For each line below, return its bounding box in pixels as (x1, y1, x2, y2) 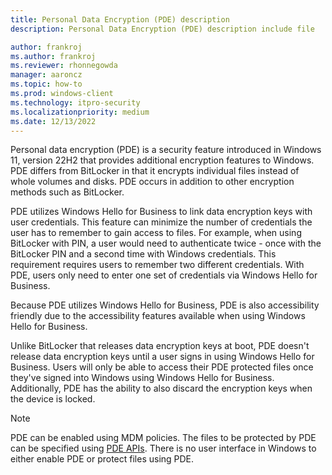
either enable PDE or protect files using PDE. (10, 453, 195, 465)
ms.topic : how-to (10, 79, 83, 90)
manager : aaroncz (10, 70, 83, 80)
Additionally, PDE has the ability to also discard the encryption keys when (10, 382, 313, 395)
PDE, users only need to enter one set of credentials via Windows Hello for (10, 269, 318, 281)
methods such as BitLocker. (10, 186, 125, 198)
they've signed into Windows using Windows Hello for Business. (10, 372, 275, 384)
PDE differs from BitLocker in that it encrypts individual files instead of (10, 165, 300, 177)
